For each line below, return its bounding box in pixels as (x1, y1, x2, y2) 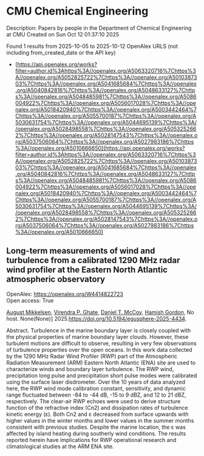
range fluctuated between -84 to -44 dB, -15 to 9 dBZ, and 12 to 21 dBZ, (6, 391, 186, 398)
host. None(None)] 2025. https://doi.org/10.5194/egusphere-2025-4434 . (6, 315, 187, 322)
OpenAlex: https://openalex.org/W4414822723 (6, 290, 123, 298)
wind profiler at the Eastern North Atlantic (6, 265, 168, 275)
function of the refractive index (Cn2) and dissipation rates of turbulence (6, 404, 188, 411)
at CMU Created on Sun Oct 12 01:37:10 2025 (6, 30, 120, 38)
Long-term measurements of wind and (6, 246, 155, 256)
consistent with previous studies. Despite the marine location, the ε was (6, 423, 186, 431)
